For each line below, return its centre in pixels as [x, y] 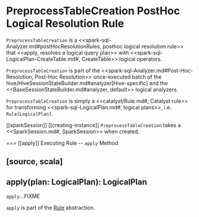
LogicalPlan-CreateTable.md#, [43, 59]
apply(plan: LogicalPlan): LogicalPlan [77, 182]
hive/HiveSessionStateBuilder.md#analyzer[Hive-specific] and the [87, 83]
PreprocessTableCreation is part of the [53, 70]
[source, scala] [35, 162]
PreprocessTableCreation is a [42, 40]
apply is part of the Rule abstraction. [50, 208]
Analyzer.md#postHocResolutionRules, [54, 46]
